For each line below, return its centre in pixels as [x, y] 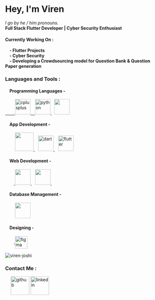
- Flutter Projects [27, 50]
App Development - [30, 124]
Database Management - [36, 195]
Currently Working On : [29, 39]
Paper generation [23, 66]
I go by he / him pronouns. [32, 23]
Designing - [22, 228]
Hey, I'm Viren [35, 9]
